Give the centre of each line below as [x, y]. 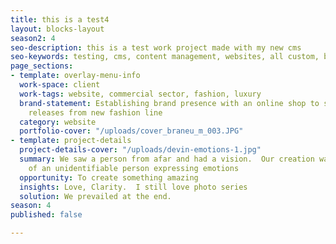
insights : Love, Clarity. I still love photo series [133, 187]
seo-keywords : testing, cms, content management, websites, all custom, [165, 57]
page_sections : [42, 66]
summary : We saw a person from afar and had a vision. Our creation [167, 159]
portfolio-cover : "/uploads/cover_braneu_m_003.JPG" [131, 131]
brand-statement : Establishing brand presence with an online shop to [169, 103]
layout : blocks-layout [57, 29]
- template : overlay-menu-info [75, 76]
